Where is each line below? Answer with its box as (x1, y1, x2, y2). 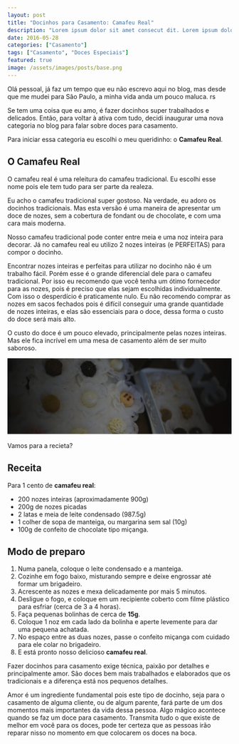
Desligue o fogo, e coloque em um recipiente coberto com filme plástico (17, 595, 230, 603)
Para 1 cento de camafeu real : (7, 481, 96, 489)
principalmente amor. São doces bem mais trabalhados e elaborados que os (7, 669, 231, 678)
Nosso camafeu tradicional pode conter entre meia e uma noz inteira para (7, 233, 224, 241)
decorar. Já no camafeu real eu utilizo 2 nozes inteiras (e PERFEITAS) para (7, 240, 225, 249)
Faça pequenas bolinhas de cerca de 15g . (17, 610, 141, 618)
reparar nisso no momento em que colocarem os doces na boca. (7, 728, 197, 738)
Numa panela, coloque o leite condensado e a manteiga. (17, 564, 184, 574)
